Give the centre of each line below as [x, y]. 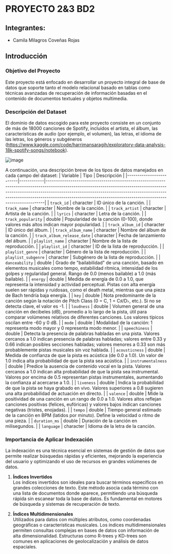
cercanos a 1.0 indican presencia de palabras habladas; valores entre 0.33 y [86, 339]
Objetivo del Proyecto [33, 71]
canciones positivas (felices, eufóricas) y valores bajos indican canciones [83, 404]
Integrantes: [25, 28]
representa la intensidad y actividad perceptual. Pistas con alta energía [80, 284]
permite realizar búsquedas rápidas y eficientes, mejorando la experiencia [84, 456]
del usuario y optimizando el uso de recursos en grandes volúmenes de [81, 462]
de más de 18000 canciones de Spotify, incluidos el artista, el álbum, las [82, 128]
